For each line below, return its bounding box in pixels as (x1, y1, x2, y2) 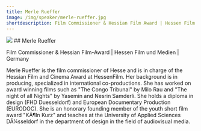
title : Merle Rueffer (6, 8, 61, 15)
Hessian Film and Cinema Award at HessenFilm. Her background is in (6, 73, 178, 81)
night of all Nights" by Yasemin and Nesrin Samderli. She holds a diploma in (6, 93, 194, 100)
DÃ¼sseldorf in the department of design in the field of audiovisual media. (6, 118, 191, 125)
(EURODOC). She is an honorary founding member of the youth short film (6, 105, 188, 112)
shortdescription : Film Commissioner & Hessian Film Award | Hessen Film (6, 20, 196, 26)
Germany (6, 55, 29, 62)
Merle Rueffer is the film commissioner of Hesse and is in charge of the (6, 67, 183, 74)
